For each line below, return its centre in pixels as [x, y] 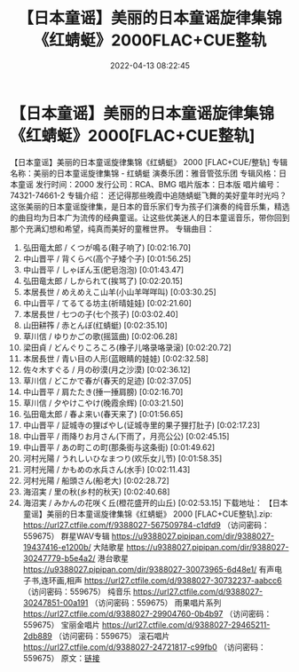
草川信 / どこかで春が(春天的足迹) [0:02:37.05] [107, 380]
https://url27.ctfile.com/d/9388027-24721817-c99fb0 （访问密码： [144, 647]
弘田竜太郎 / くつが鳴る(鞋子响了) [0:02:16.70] [107, 247]
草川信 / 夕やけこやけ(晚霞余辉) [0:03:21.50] [103, 403]
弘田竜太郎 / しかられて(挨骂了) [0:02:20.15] [102, 281]
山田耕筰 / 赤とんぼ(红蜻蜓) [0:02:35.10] [95, 325]
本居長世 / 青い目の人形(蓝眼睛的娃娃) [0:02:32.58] [116, 358]
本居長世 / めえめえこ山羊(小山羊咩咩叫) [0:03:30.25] [119, 292]
